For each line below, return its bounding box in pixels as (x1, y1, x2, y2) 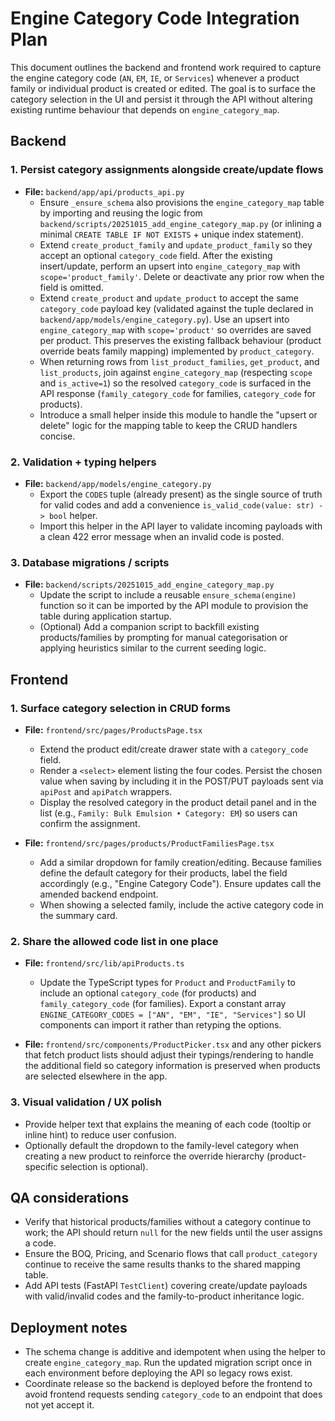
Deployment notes (10, 1319, 128, 1336)
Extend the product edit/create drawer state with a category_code (39, 743, 309, 755)
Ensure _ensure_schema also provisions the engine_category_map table (39, 196, 325, 208)
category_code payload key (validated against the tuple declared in (39, 302, 314, 314)
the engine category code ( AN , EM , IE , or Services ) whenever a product (10, 72, 300, 84)
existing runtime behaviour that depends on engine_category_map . (10, 103, 280, 116)
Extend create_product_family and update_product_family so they (39, 238, 313, 251)
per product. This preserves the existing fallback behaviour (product (39, 334, 322, 346)
